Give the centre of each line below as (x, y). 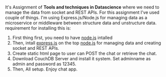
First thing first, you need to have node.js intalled (62, 38)
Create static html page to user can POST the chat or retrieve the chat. (84, 53)
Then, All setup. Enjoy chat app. (45, 69)
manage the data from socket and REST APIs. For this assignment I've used (83, 12)
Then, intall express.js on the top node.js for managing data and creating (87, 43)
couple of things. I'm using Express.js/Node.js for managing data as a (76, 18)
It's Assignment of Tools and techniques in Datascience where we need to (82, 7)
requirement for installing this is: (38, 28)
